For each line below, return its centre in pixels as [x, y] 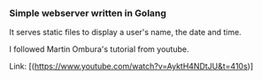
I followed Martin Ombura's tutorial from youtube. [99, 49]
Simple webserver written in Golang [88, 13]
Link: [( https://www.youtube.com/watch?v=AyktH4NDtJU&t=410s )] [131, 66]
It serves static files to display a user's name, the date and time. [125, 33]
